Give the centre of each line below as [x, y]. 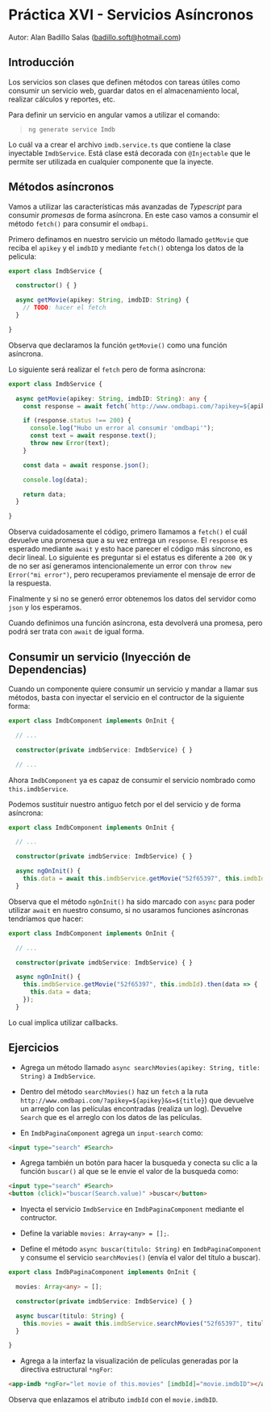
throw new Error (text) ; [70, 444]
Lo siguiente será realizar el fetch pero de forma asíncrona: [107, 369]
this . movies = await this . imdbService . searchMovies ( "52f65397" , [133, 1323]
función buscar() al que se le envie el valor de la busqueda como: [129, 1172]
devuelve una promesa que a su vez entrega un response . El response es [128, 540]
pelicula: [23, 256]
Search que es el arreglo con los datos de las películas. [111, 1117]
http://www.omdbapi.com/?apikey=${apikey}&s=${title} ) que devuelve [137, 1100]
